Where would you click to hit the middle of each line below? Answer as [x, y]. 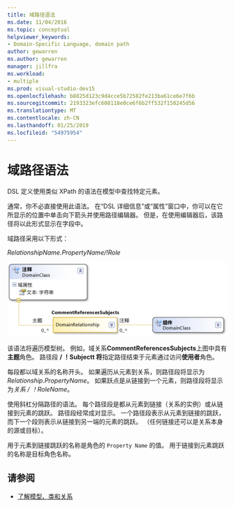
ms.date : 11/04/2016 [37, 22]
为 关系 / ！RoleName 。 [41, 389]
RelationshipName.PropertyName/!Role [64, 252]
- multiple [23, 81]
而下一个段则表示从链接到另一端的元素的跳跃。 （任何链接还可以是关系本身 [115, 421]
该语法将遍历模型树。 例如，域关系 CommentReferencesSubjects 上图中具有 [117, 348]
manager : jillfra [32, 66]
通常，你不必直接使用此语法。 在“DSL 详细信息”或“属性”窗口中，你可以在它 [115, 206]
